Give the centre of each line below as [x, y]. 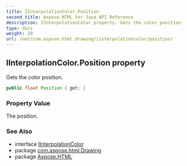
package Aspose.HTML [43, 157]
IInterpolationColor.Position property [76, 63]
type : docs [20, 28]
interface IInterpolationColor [49, 144]
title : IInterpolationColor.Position [53, 12]
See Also [19, 131]
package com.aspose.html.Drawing [58, 151]
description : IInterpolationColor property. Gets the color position [94, 22]
